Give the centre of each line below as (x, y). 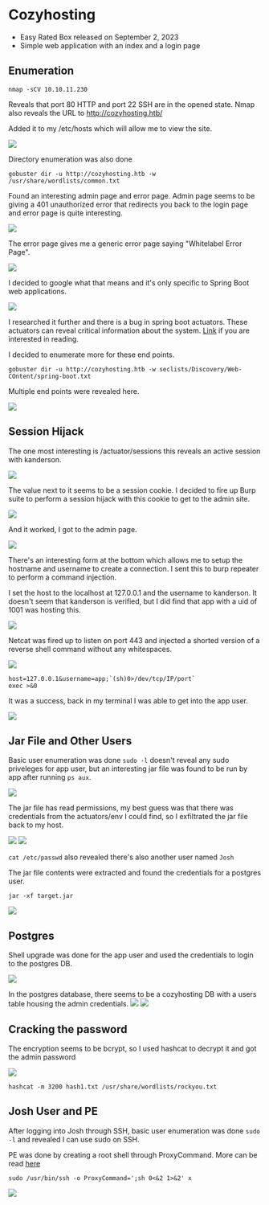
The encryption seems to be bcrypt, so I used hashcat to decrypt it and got (132, 1048)
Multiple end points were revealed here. (74, 391)
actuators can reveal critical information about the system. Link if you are (129, 330)
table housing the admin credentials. (69, 1004)
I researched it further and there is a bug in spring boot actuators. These (128, 322)
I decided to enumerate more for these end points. (92, 355)
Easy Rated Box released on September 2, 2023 (99, 37)
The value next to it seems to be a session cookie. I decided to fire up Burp (132, 490)
